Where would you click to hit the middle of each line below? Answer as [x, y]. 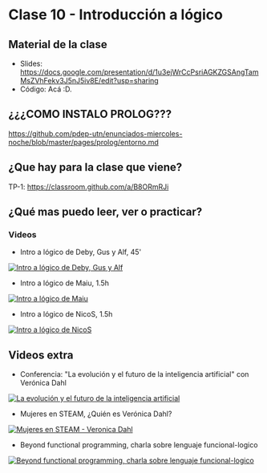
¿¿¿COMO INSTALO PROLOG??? [90, 114]
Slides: [31, 63]
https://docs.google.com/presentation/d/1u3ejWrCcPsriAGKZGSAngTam [139, 72]
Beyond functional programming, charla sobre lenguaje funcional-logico [139, 445]
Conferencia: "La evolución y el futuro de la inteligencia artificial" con [134, 374]
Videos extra [41, 355]
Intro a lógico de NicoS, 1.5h [66, 314]
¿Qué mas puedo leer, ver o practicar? [105, 212]
